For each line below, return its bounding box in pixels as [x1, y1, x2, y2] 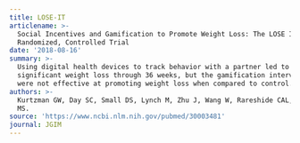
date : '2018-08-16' [9, 46, 82, 55]
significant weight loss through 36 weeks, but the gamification [17, 71, 266, 80]
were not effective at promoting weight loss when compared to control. [17, 79, 294, 88]
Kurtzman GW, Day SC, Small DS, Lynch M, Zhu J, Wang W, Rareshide [17, 95, 274, 105]
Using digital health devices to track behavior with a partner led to [17, 63, 290, 72]
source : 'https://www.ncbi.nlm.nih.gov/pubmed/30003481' [9, 112, 226, 121]
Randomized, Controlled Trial [17, 37, 129, 47]
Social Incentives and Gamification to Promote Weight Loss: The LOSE [17, 29, 286, 38]
